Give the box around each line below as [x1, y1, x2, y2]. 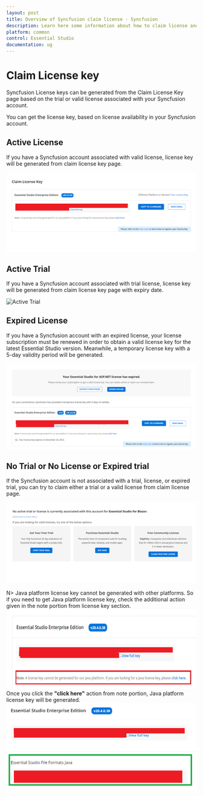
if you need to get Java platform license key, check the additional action [6, 596, 185, 603]
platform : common [6, 29, 50, 35]
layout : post [6, 10, 39, 16]
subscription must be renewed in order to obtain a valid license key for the [6, 338, 192, 345]
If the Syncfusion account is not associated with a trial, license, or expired [6, 477, 190, 485]
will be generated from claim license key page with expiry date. [6, 286, 164, 294]
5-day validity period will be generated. [6, 351, 105, 358]
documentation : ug [6, 42, 53, 48]
